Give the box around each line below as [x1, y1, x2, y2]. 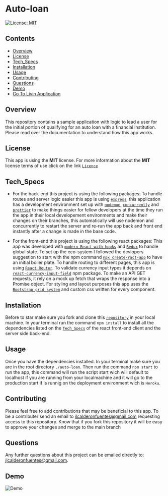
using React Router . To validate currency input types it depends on [12, 265, 152, 271]
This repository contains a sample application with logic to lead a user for [5, 119, 157, 125]
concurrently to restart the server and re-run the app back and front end [12, 223, 162, 229]
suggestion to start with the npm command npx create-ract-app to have [12, 254, 162, 260]
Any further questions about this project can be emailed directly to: [5, 452, 144, 458]
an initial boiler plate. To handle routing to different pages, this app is [12, 259, 155, 265]
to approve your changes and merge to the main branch [5, 424, 121, 430]
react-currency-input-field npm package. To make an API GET [12, 270, 146, 277]
